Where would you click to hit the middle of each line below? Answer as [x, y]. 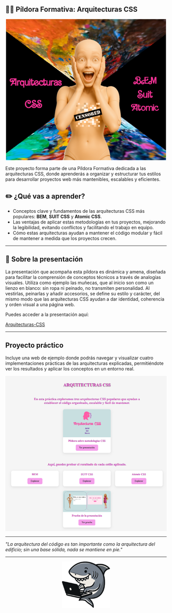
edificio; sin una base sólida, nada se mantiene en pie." [64, 550]
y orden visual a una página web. [40, 304]
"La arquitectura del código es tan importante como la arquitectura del [80, 544]
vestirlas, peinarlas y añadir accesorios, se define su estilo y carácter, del [83, 293]
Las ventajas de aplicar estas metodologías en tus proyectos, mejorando [89, 222]
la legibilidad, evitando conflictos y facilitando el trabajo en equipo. [83, 228]
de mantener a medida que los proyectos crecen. [64, 238]
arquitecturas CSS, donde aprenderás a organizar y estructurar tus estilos [83, 174]
